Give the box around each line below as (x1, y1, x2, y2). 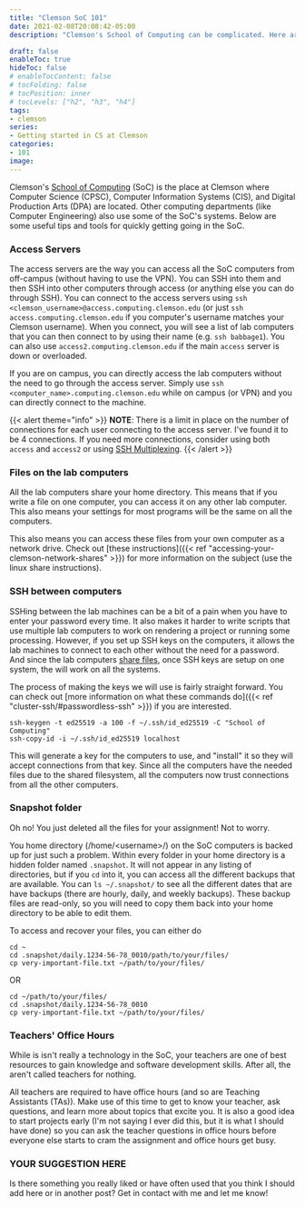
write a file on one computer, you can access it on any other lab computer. (9, 496, 288, 507)
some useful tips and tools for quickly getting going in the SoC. (9, 220, 245, 231)
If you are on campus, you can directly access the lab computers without (9, 367, 282, 378)
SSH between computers (9, 585, 123, 598)
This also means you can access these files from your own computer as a (9, 534, 285, 544)
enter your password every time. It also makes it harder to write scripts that (9, 615, 290, 626)
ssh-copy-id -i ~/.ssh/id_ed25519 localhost (9, 733, 181, 743)
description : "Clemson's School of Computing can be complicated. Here (9, 30, 286, 39)
